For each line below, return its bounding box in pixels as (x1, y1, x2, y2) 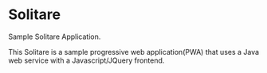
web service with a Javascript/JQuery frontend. (8, 56, 165, 65)
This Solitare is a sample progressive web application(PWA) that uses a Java (8, 47, 260, 56)
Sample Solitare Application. (8, 32, 101, 41)
